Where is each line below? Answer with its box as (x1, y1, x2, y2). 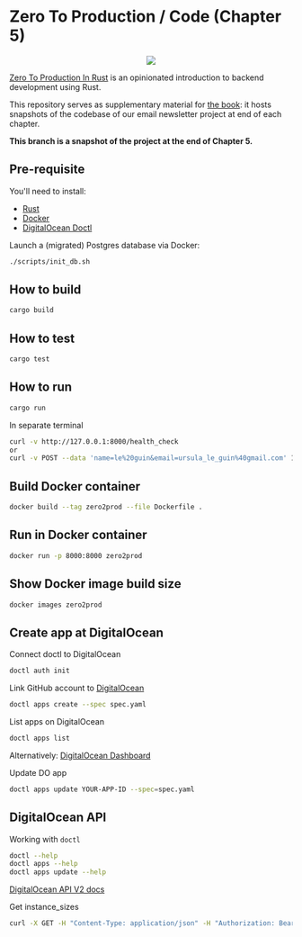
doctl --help (9, 851, 58, 860)
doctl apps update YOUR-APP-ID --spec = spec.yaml (9, 785, 195, 794)
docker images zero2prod (9, 600, 102, 609)
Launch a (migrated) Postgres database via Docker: (9, 239, 200, 250)
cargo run (9, 403, 47, 412)
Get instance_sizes (9, 902, 79, 913)
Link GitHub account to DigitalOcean (9, 682, 145, 694)
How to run (9, 380, 73, 395)
